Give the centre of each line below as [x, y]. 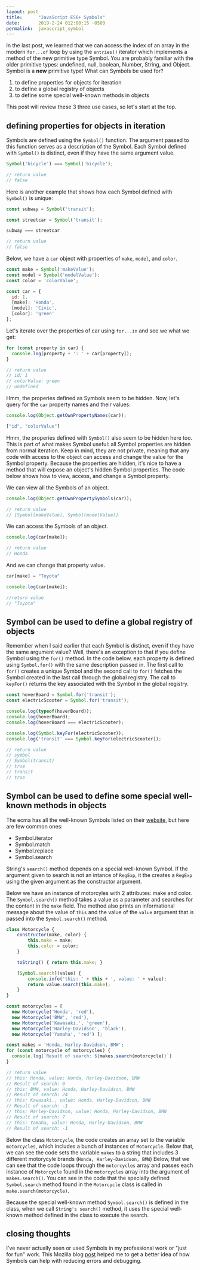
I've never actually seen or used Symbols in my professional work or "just [96, 1248]
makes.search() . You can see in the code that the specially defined [88, 1178]
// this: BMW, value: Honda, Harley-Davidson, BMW [70, 1089]
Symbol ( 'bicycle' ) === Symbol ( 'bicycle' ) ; [60, 164]
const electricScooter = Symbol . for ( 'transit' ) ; [68, 701]
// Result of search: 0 [36, 1084]
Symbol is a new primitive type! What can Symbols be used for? [85, 71]
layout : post [22, 12]
